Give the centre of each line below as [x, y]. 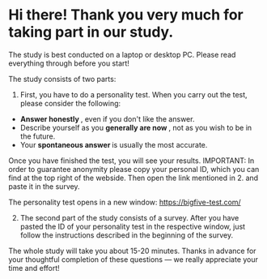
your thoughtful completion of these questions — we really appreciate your [133, 259]
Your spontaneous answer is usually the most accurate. [114, 144]
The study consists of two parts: [62, 79]
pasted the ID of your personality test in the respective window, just [132, 226]
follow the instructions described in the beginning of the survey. [126, 235]
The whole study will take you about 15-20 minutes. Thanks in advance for [132, 251]
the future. [38, 136]
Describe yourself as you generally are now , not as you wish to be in [136, 127]
